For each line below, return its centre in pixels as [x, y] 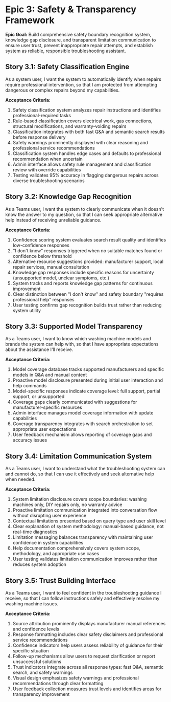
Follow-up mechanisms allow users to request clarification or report [84, 656]
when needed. [20, 479]
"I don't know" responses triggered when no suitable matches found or [87, 250]
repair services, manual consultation [51, 267]
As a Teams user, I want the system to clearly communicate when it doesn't [85, 209]
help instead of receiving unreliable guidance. [53, 220]
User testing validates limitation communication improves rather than [85, 559]
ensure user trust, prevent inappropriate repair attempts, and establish [79, 45]
